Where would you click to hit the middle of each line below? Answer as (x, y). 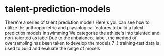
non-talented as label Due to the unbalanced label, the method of (71, 38)
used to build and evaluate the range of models (53, 48)
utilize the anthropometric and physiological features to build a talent (74, 27)
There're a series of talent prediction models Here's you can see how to (78, 22)
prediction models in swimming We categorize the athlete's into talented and (82, 33)
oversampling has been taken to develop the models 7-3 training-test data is (82, 43)
